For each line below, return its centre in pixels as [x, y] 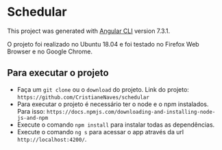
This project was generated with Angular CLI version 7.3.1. [89, 31]
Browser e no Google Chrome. [50, 51]
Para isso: [31, 111]
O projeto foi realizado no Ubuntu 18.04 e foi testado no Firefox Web [103, 44]
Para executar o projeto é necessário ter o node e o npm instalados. [113, 104]
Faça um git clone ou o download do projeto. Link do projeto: [103, 89]
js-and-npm [33, 118]
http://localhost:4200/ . [52, 139]
